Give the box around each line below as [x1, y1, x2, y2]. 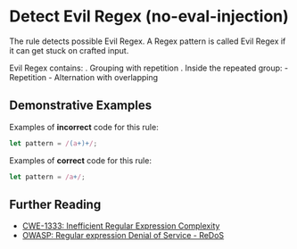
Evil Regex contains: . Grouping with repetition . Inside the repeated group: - [9, 62, 288, 73]
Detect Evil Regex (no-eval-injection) [9, 6, 290, 27]
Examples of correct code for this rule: [9, 154, 152, 166]
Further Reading [9, 196, 102, 212]
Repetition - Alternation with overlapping [9, 71, 159, 82]
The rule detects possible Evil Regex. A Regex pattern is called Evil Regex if [9, 36, 286, 46]
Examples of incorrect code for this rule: [9, 121, 159, 132]
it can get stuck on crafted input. [9, 45, 129, 55]
